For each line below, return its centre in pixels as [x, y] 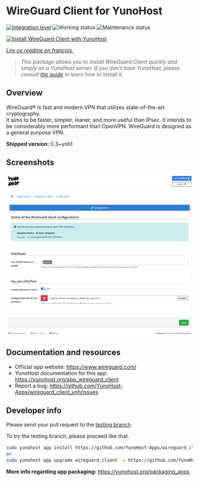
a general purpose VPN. [36, 132]
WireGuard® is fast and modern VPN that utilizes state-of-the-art [85, 107]
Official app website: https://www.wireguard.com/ [76, 367]
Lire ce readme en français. [40, 50]
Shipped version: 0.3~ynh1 [39, 144]
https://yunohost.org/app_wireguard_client [67, 379]
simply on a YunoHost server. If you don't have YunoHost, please [100, 68]
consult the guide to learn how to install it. [72, 74]
